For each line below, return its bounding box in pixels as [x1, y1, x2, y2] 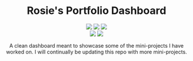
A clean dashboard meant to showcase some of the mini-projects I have [9, 42, 184, 49]
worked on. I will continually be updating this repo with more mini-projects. [6, 48, 187, 55]
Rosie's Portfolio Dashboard [26, 4, 167, 17]
